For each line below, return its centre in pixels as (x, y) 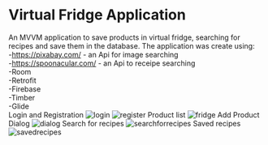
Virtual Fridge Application (97, 15)
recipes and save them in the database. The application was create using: (132, 45)
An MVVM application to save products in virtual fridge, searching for (125, 37)
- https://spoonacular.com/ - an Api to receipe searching (102, 63)
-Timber (22, 97)
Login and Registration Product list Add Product (134, 114)
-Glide (19, 106)
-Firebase (25, 89)
